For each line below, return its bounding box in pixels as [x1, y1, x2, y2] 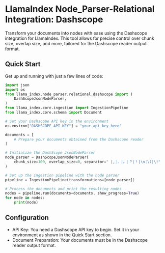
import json [5, 83, 29, 87]
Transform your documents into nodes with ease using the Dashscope [5, 30, 147, 36]
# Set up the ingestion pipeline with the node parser [5, 173, 120, 178]
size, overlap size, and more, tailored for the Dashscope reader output [5, 40, 147, 46]
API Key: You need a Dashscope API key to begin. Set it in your [12, 226, 139, 232]
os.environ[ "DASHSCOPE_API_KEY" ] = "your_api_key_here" [5, 123, 122, 128]
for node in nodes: [5, 196, 45, 200]
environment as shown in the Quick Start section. [12, 232, 112, 238]
